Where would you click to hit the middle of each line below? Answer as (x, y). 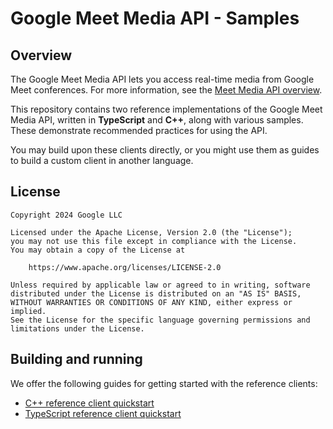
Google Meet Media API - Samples (155, 18)
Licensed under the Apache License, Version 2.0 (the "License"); (151, 232)
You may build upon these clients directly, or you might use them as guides (165, 150)
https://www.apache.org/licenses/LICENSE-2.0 (125, 267)
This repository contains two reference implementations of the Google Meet (166, 109)
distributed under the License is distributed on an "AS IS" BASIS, (156, 293)
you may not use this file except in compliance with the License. (154, 241)
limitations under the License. (77, 328)
